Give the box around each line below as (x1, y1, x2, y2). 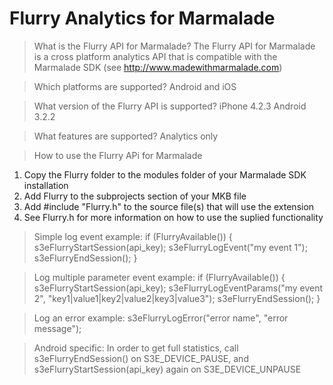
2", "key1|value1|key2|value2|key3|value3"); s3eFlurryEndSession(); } (33, 292, 321, 304)
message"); (33, 322, 82, 334)
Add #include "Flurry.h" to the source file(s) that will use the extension (23, 200, 315, 212)
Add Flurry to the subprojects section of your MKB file (23, 190, 247, 202)
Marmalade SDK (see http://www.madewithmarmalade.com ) (33, 61, 283, 73)
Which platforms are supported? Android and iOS (33, 80, 237, 92)
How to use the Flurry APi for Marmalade (33, 149, 203, 161)
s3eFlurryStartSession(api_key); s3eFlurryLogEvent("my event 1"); (33, 241, 308, 253)
